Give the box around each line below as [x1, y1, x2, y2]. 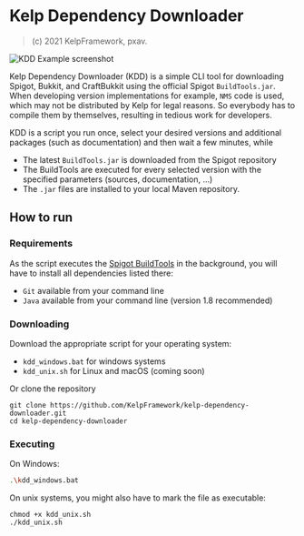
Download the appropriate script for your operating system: [9, 338, 232, 349]
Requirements [9, 238, 74, 250]
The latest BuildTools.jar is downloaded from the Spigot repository [22, 154, 277, 165]
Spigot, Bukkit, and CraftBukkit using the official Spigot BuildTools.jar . [9, 80, 276, 91]
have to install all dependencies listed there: [9, 268, 174, 278]
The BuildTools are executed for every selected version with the [22, 164, 261, 175]
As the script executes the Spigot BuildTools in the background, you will [9, 258, 278, 268]
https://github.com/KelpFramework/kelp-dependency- [49, 400, 250, 410]
